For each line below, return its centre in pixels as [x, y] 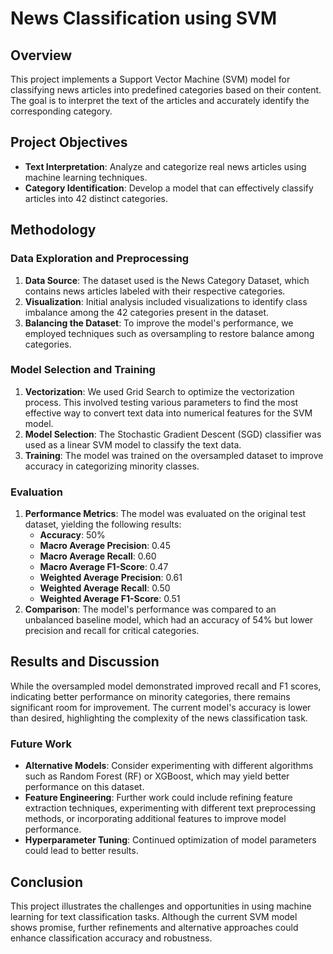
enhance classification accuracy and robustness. [111, 938]
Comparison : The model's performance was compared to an [150, 609]
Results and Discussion [85, 662]
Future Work [41, 744]
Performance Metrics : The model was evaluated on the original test [165, 514]
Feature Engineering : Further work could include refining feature [158, 798]
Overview [41, 55]
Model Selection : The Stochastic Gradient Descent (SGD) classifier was [173, 434]
